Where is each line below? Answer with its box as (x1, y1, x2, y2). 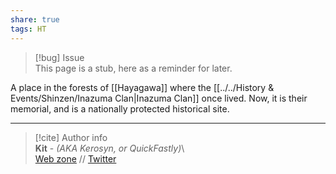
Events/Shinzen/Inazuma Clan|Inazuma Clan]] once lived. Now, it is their (10, 92, 308, 104)
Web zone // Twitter (34, 152, 117, 165)
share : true (10, 14, 60, 25)
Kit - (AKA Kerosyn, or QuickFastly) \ (34, 142, 185, 154)
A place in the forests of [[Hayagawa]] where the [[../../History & (10, 81, 275, 93)
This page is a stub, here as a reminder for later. (34, 62, 233, 74)
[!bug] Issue (34, 51, 85, 63)
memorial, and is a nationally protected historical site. (10, 102, 230, 115)
